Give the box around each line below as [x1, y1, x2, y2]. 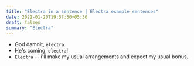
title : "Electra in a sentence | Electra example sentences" [6, 8, 159, 15]
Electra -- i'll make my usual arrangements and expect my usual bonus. [14, 53, 189, 60]
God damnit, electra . [14, 41, 66, 48]
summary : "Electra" [6, 25, 54, 31]
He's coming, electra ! [14, 47, 69, 54]
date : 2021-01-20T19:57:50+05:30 [6, 14, 88, 20]
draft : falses [6, 19, 41, 25]
